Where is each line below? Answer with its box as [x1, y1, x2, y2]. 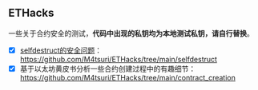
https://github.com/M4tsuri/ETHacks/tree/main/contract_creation [19, 72, 236, 82]
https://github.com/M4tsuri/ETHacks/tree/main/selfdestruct [19, 54, 218, 64]
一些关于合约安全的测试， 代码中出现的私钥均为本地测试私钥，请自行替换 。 [8, 28, 254, 38]
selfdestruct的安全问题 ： [19, 45, 103, 55]
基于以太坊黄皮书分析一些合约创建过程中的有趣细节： [19, 64, 196, 73]
